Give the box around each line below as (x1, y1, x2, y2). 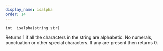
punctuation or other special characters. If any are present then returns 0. (5, 39, 158, 45)
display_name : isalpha (5, 7, 53, 12)
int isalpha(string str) (5, 25, 60, 30)
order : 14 (5, 12, 26, 17)
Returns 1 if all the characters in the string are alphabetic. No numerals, (5, 34, 153, 40)
